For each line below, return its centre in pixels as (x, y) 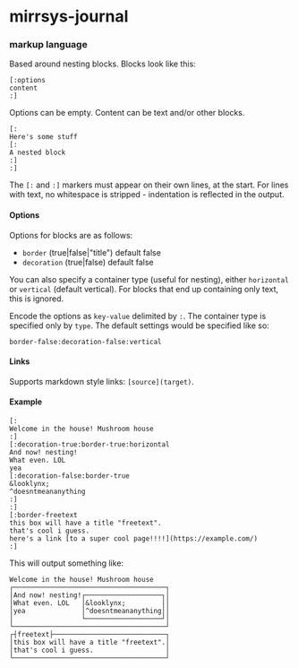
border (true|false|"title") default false (91, 252)
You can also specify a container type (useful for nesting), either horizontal (149, 279)
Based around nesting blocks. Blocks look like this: (103, 64)
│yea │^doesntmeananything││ (89, 612)
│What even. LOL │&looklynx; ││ (89, 603)
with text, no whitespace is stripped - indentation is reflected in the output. (147, 195)
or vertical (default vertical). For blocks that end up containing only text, (144, 289)
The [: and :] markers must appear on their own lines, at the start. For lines (149, 185)
